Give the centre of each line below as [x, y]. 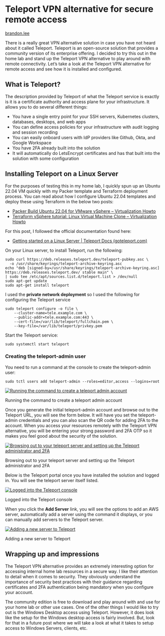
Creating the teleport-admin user [46, 356]
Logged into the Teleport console [39, 499]
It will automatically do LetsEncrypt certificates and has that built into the [86, 153]
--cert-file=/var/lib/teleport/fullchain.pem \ [64, 322]
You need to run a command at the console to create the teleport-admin [78, 367]
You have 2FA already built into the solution [56, 148]
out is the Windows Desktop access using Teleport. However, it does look [80, 612]
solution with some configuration [46, 158]
